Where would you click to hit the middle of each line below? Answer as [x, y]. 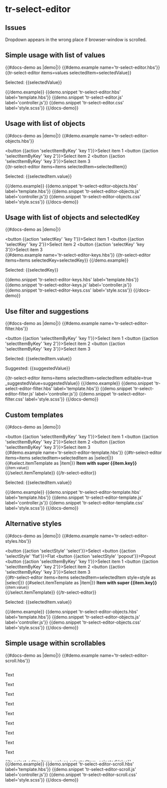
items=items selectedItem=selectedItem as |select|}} [59, 458]
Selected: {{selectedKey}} [32, 270]
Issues [16, 28]
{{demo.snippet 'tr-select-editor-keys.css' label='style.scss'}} [69, 290]
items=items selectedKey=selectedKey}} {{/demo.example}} [67, 260]
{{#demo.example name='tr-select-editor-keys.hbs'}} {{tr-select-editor [78, 255]
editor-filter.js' [20, 394]
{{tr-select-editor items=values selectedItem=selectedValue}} [68, 72]
